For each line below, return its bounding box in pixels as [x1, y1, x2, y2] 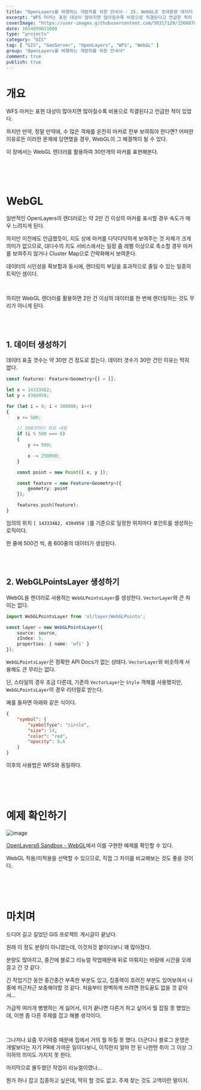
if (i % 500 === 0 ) [17, 431, 66, 437]
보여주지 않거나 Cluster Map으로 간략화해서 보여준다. [12, 250, 137, 257]
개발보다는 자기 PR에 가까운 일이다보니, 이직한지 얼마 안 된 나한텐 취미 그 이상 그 [6, 1043, 193, 1051]
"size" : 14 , [28, 727, 58, 733]
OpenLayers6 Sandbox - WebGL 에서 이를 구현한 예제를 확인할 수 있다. [6, 841, 173, 849]
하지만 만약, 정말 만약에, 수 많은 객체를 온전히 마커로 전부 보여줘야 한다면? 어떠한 [6, 128, 194, 135]
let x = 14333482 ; [6, 387, 52, 393]
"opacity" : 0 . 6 [28, 739, 66, 745]
